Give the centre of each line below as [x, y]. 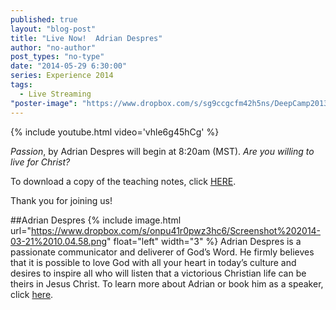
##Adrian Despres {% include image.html [96, 220]
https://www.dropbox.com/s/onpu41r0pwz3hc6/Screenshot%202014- [176, 230]
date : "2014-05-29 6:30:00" [69, 66]
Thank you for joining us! [61, 200]
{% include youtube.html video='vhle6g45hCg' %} [115, 132]
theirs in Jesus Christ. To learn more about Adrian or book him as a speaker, [167, 283]
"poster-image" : [44, 103]
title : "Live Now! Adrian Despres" [86, 38]
